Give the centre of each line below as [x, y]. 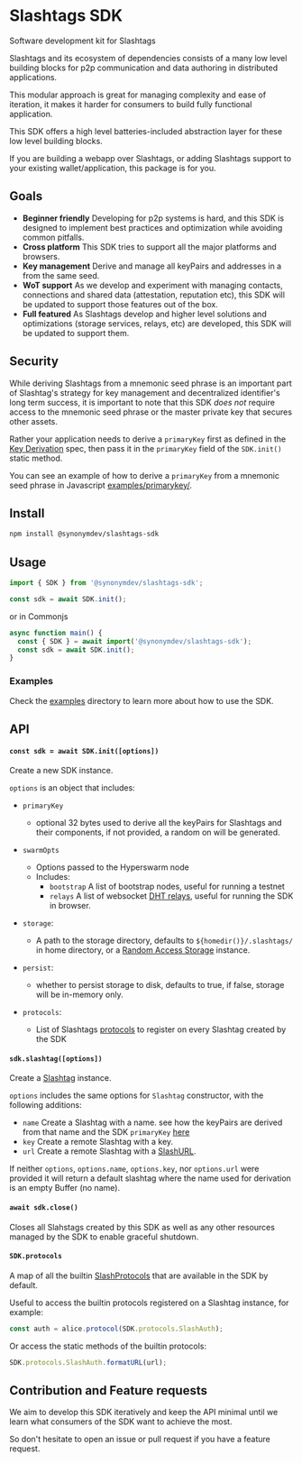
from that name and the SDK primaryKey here [106, 1132]
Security [34, 361]
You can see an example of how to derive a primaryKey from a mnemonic [144, 475]
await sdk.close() [44, 1208]
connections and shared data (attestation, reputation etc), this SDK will [154, 295]
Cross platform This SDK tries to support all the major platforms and [149, 247]
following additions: [46, 1105]
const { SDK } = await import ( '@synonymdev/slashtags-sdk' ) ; [135, 641]
